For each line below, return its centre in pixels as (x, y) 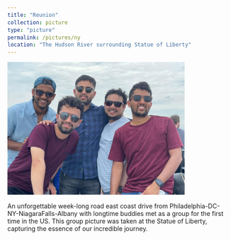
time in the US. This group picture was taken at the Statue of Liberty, (107, 221)
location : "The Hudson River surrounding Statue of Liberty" (100, 45)
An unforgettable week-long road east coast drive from (88, 206)
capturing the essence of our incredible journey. (78, 229)
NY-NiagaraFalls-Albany (43, 214)
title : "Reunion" (33, 15)
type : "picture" (31, 30)
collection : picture (38, 22)
